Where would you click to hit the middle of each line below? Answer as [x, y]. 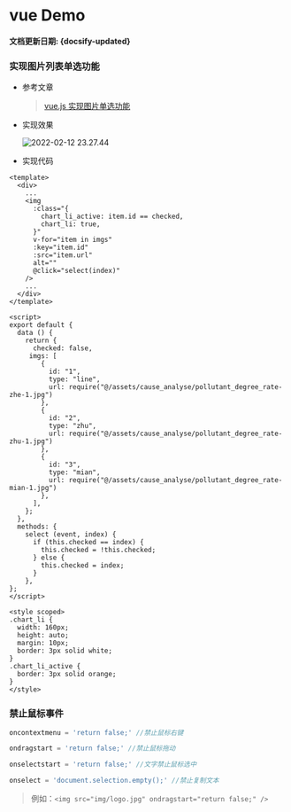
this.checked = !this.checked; [99, 550]
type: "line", [74, 379]
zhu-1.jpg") [31, 441]
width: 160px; [43, 628]
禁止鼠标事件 [37, 714]
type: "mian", [74, 472]
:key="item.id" [61, 248]
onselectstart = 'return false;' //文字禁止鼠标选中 [103, 765]
